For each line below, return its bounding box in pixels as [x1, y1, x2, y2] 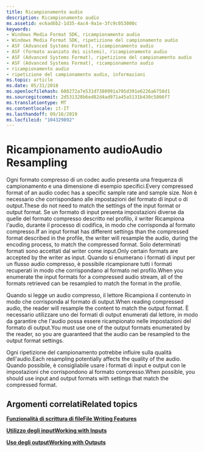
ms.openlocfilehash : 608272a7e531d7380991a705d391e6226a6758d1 [6, 88, 171, 95]
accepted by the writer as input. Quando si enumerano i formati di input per [6, 254, 195, 261]
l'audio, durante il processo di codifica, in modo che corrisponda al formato [6, 221, 195, 229]
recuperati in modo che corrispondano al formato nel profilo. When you [6, 267, 184, 274]
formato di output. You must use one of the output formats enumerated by [6, 324, 191, 331]
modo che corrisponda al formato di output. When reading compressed [6, 298, 184, 306]
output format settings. [6, 337, 64, 345]
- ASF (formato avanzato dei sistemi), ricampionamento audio [6, 49, 167, 55]
